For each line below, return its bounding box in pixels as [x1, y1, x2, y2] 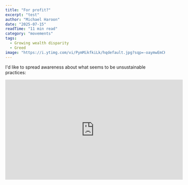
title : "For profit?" [5, 7, 51, 13]
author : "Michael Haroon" [5, 17, 60, 22]
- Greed [10, 45, 26, 50]
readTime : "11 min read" [5, 26, 58, 32]
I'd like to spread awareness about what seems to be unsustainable [5, 64, 146, 70]
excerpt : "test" [5, 12, 40, 17]
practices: [5, 69, 26, 75]
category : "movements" [5, 31, 53, 36]
